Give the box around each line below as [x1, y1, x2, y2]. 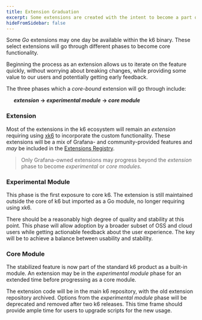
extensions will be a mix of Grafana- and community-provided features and [6, 138, 192, 145]
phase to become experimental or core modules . [20, 163, 142, 170]
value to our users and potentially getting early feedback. [6, 73, 148, 81]
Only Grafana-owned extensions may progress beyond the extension [20, 156, 192, 163]
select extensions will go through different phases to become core [6, 43, 170, 50]
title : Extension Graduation [6, 8, 79, 15]
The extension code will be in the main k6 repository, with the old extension [6, 288, 194, 295]
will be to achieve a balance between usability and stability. [6, 235, 153, 242]
